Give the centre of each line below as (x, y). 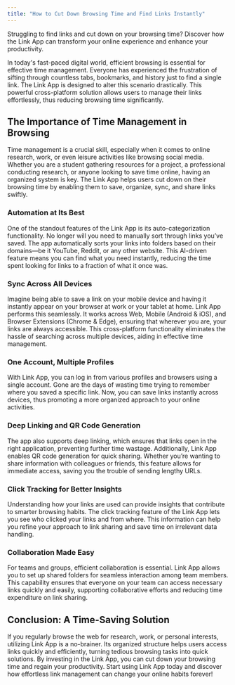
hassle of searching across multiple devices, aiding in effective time (105, 337)
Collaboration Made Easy (51, 552)
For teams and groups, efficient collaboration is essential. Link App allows (114, 568)
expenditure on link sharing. (47, 598)
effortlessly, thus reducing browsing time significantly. (86, 100)
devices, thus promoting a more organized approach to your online (104, 400)
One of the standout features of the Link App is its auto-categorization (109, 228)
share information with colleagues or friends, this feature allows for (104, 463)
